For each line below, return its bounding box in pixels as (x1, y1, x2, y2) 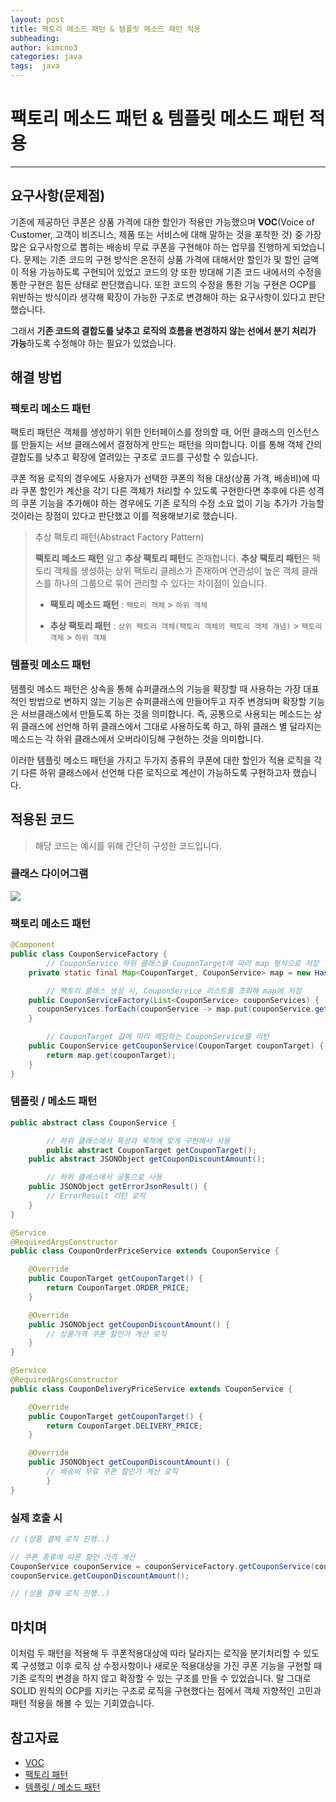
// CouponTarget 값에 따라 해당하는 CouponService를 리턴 (46, 1032, 270, 1042)
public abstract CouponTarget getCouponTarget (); (46, 1145, 257, 1155)
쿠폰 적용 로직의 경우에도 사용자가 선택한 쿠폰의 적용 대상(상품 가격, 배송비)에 (10, 472, 310, 485)
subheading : (10, 33, 60, 43)
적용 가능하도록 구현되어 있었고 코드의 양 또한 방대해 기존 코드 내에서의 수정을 (20, 266, 323, 278)
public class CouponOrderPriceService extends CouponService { (10, 1246, 280, 1256)
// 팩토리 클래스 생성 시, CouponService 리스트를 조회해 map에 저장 (46, 986, 302, 996)
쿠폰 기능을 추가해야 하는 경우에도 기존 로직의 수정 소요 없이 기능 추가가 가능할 (20, 497, 325, 510)
